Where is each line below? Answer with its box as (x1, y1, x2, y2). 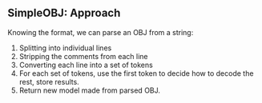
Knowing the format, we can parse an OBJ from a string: (7, 27, 194, 37)
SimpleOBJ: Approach (7, 6, 121, 20)
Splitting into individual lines (18, 43, 112, 53)
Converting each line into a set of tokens (18, 60, 153, 69)
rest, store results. (18, 77, 79, 86)
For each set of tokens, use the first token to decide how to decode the (18, 68, 254, 78)
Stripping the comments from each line (18, 51, 148, 61)
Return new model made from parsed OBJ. (18, 85, 161, 95)
